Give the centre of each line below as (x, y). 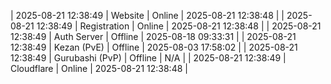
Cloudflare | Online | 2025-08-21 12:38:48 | (99, 68)
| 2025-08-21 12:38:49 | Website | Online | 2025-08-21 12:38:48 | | (147, 15)
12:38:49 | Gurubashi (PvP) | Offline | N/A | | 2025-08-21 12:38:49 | (148, 58)
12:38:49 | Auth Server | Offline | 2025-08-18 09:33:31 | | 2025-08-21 (153, 36)
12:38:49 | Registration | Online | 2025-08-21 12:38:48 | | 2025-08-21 (179, 26)
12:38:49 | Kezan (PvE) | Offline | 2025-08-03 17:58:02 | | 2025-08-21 (154, 47)
